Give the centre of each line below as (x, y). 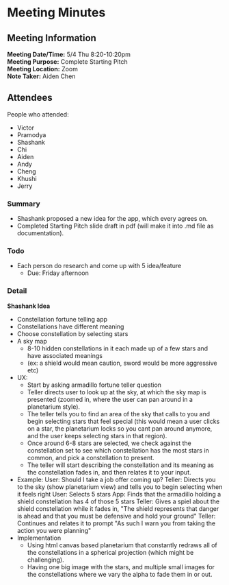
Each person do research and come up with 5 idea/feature (99, 266)
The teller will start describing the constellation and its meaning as (120, 465)
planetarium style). (54, 407)
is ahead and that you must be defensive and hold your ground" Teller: (116, 516)
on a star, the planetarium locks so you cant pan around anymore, (120, 428)
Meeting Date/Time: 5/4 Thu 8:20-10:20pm (69, 54)
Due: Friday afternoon (58, 273)
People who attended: (38, 114)
